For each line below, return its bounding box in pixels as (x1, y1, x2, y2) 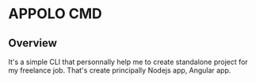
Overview (8, 36, 58, 50)
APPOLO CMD (8, 5, 103, 23)
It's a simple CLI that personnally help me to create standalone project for (8, 57, 248, 66)
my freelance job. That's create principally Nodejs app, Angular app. (8, 66, 231, 75)
